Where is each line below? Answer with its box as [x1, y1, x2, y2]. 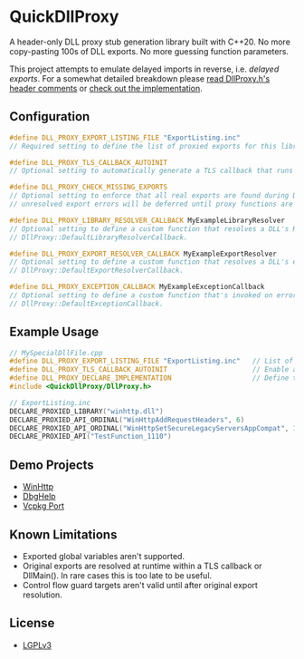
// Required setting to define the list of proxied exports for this [9, 141, 278, 150]
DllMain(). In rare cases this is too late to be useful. [22, 569, 213, 581]
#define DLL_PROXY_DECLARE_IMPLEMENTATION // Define [9, 373, 290, 383]
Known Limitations [9, 527, 118, 542]
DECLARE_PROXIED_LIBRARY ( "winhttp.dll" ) [9, 406, 165, 416]
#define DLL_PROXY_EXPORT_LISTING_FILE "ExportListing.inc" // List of [9, 356, 294, 366]
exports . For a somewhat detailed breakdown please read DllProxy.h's [9, 73, 271, 83]
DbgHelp [22, 491, 56, 502]
